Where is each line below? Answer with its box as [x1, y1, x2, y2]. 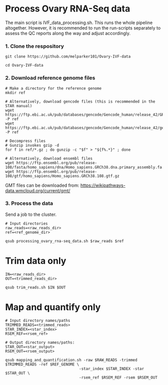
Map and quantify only [5, 301, 101, 313]
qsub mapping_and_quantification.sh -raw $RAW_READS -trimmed [5, 357, 137, 362]
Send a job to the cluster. [5, 211, 56, 217]
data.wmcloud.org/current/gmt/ [5, 187, 70, 193]
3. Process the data [5, 200, 53, 207]
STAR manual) [5, 103, 32, 108]
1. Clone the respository [5, 43, 64, 50]
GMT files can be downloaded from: [5, 182, 79, 188]
